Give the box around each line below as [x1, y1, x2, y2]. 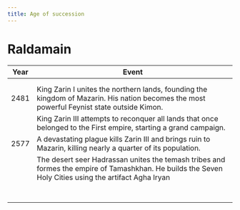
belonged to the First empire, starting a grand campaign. [36, 122, 226, 132]
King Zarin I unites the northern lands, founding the [36, 84, 208, 94]
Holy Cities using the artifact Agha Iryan [36, 172, 170, 182]
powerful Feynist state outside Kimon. [36, 102, 164, 112]
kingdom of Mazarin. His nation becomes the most [36, 93, 206, 103]
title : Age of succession [7, 10, 84, 18]
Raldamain [7, 41, 71, 57]
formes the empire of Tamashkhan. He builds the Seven [36, 163, 223, 173]
